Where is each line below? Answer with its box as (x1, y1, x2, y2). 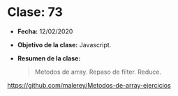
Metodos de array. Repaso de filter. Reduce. (34, 67, 162, 76)
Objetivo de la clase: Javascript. (17, 40, 112, 49)
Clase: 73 (7, 4, 63, 20)
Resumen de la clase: (17, 54, 81, 63)
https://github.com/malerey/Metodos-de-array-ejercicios (7, 81, 171, 89)
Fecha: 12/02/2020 (17, 27, 73, 35)
